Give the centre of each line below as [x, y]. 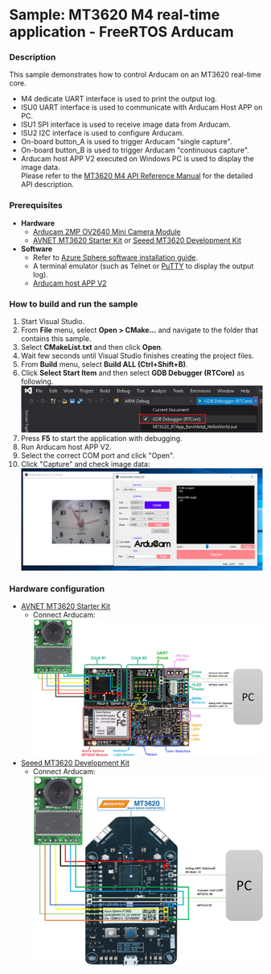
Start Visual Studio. [53, 322]
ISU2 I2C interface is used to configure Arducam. [102, 133]
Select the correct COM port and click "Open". [98, 455]
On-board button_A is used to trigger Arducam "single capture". [126, 142]
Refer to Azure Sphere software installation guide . [115, 257]
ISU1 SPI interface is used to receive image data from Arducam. [126, 125]
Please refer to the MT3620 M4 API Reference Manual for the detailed [137, 176]
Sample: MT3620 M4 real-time [115, 15]
